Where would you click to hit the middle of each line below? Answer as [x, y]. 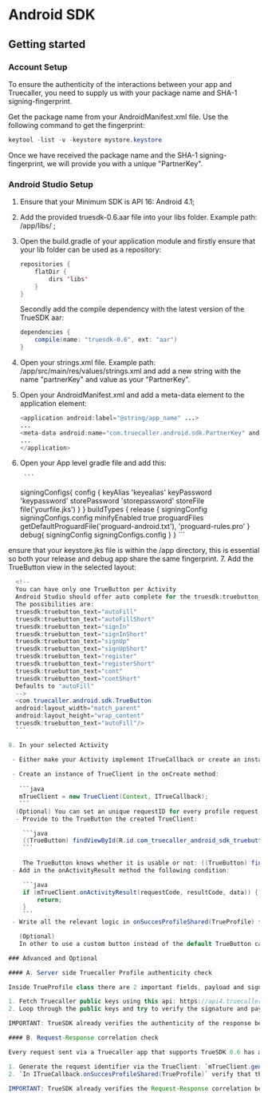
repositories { [45, 264]
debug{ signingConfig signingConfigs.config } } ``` [102, 535]
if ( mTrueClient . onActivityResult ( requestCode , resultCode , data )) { [141, 892]
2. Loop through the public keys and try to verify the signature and [128, 1009]
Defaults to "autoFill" [55, 686]
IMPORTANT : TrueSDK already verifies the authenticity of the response [130, 1023]
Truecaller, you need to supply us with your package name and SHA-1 [123, 93]
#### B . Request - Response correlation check [83, 1038]
